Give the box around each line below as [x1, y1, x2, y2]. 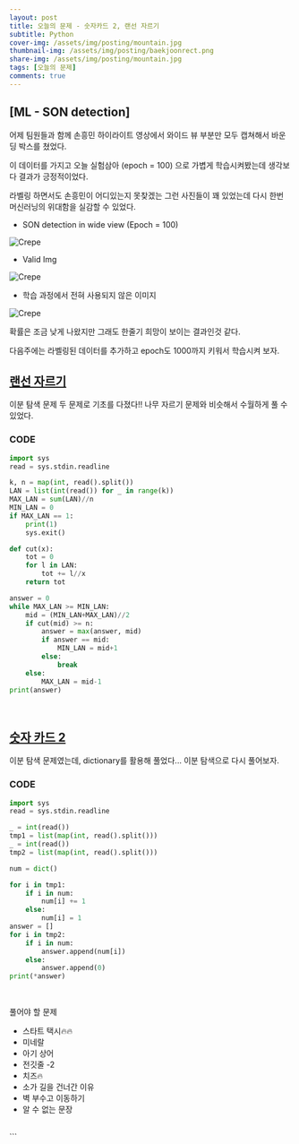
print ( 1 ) [25, 520, 58, 529]
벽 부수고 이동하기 [21, 1093, 85, 1104]
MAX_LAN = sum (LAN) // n [9, 495, 94, 504]
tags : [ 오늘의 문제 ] [9, 64, 77, 73]
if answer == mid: [41, 635, 110, 645]
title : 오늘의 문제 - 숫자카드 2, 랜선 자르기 [9, 22, 159, 30]
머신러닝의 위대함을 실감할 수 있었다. [9, 201, 136, 211]
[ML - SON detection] [9, 105, 131, 120]
